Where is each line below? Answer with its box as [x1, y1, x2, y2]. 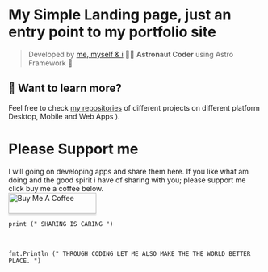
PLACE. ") [8, 257, 42, 265]
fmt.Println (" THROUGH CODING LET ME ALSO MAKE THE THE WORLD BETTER [8, 249, 251, 257]
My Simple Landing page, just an [8, 6, 232, 24]
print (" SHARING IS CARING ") [8, 220, 114, 228]
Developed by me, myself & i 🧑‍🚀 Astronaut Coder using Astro [27, 49, 234, 59]
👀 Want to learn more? [8, 82, 123, 95]
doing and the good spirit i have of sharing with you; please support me [8, 175, 246, 185]
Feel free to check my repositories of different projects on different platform [8, 103, 261, 112]
